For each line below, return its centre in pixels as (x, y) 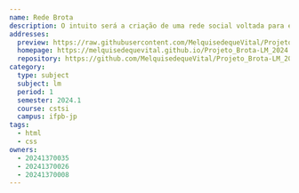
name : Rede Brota (41, 17)
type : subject (43, 76)
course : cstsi (43, 109)
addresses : (29, 34)
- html (29, 133)
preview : (33, 42)
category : (28, 68)
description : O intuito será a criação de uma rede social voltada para (147, 26)
